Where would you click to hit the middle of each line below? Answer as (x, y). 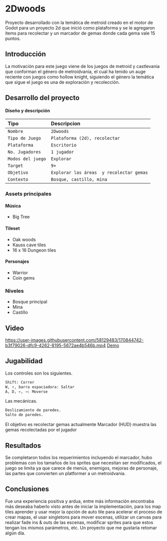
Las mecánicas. (21, 401)
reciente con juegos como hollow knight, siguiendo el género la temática (80, 77)
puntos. (13, 38)
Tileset (12, 228)
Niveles (14, 291)
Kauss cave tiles (29, 245)
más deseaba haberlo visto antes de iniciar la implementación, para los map (83, 506)
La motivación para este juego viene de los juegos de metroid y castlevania (83, 66)
